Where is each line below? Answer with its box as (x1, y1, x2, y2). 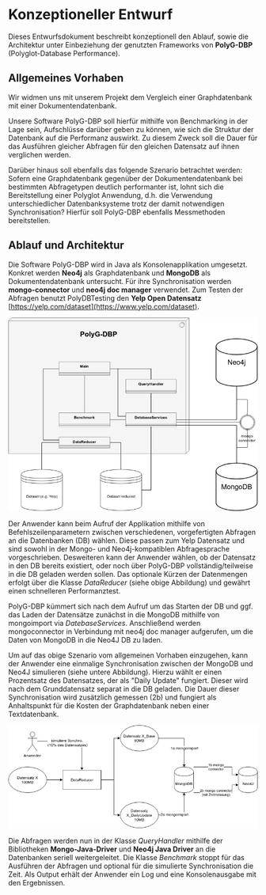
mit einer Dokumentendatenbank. (8, 100, 117, 110)
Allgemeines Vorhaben (8, 71, 124, 85)
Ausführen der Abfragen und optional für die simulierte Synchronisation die (8, 861, 254, 870)
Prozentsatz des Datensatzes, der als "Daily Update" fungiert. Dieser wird (8, 676, 249, 685)
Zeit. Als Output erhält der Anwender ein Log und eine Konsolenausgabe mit (8, 869, 257, 879)
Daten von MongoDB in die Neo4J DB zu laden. (8, 635, 163, 645)
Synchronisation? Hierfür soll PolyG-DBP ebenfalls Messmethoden (8, 207, 226, 217)
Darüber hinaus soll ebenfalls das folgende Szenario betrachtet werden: (8, 165, 243, 175)
